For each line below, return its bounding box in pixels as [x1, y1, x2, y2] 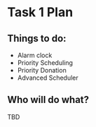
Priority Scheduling [17, 59, 74, 67]
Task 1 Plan [7, 4, 74, 20]
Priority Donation [17, 66, 67, 74]
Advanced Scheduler [17, 73, 78, 82]
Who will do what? [7, 94, 90, 106]
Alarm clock [17, 51, 53, 59]
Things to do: [7, 32, 67, 44]
